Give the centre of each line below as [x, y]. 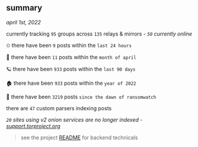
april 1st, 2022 [24, 22]
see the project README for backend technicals [79, 138]
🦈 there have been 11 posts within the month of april [71, 57]
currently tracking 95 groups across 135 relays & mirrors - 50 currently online [99, 34]
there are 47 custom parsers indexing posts [59, 108]
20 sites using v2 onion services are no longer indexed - [74, 120]
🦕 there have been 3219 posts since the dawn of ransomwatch [81, 97]
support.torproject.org [33, 126]
